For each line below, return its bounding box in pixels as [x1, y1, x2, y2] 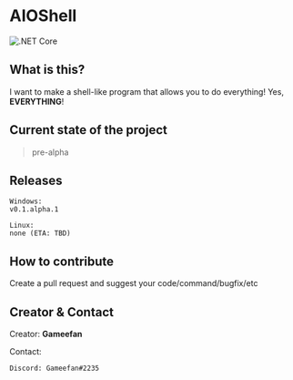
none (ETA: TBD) [9, 229, 71, 238]
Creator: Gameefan [9, 329, 83, 339]
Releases [9, 172, 63, 188]
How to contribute [9, 253, 115, 269]
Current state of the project [9, 122, 168, 138]
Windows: [9, 197, 43, 206]
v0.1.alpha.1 [9, 205, 59, 214]
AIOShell [9, 5, 77, 26]
